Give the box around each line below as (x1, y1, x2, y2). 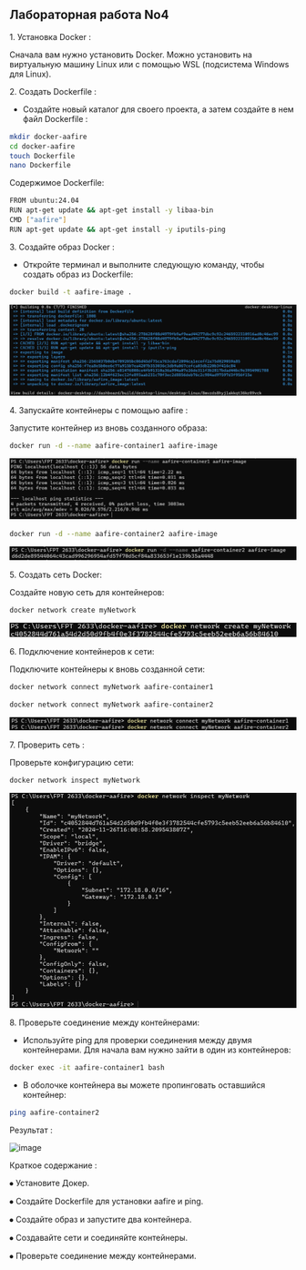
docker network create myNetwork (9, 605, 137, 615)
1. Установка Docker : (9, 31, 91, 42)
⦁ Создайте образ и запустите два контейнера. (9, 1214, 192, 1224)
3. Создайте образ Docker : (9, 241, 116, 252)
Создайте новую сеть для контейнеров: (9, 586, 165, 597)
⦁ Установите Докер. (9, 1177, 90, 1188)
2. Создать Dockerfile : (9, 86, 97, 97)
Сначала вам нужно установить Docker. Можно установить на (9, 49, 253, 60)
